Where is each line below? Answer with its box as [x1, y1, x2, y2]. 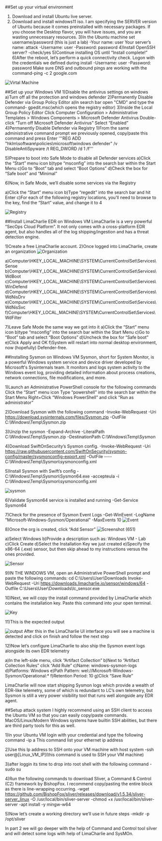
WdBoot [5, 274, 21, 279]
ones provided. [5, 551, 35, 557]
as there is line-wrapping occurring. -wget [5, 786, 89, 792]
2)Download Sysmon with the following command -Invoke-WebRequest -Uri [5, 409, 156, 414]
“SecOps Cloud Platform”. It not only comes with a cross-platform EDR [5, 224, 145, 230]
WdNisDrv [5, 294, 26, 300]
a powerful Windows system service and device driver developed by [5, 359, 142, 365]
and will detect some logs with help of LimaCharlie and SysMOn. [5, 831, 134, 836]
